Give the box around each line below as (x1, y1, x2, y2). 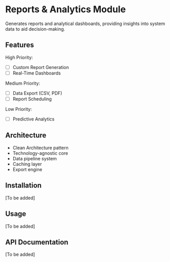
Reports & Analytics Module (5, 4, 126, 15)
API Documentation (5, 237, 69, 246)
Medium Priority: (5, 80, 40, 86)
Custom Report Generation (12, 64, 69, 70)
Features (5, 41, 34, 50)
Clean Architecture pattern (12, 145, 69, 151)
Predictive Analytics (12, 116, 55, 122)
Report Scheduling (12, 96, 52, 102)
